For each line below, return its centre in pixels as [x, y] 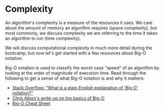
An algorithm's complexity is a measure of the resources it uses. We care [79, 23]
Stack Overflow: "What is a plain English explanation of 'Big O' [75, 87]
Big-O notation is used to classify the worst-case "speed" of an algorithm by [82, 68]
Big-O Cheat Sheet [31, 103]
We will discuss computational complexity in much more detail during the [79, 48]
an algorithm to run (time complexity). [43, 38]
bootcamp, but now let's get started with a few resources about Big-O [76, 53]
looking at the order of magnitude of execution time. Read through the [76, 73]
